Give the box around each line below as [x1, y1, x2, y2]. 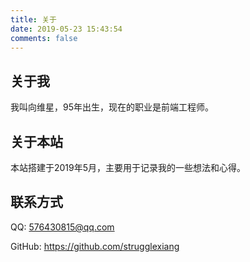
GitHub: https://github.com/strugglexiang [10, 240, 180, 252]
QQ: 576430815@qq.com [10, 221, 115, 233]
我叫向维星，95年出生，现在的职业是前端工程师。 [10, 101, 214, 113]
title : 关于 [10, 14, 57, 25]
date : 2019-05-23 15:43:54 [10, 24, 123, 34]
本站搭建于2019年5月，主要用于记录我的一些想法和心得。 [10, 162, 247, 173]
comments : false [10, 33, 78, 43]
